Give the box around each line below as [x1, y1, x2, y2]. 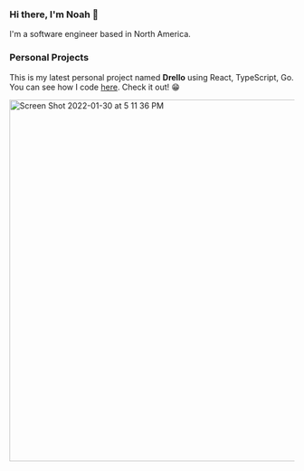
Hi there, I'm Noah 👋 [9, 8, 100, 21]
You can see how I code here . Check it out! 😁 [9, 81, 181, 92]
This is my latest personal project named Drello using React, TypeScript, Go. [9, 71, 294, 82]
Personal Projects [9, 52, 89, 64]
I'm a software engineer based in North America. [9, 29, 192, 40]
